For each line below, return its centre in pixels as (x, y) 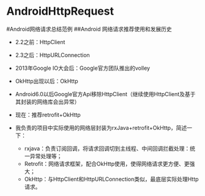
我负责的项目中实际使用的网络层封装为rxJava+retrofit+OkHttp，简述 (101, 127)
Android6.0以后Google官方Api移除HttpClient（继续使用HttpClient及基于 (105, 94)
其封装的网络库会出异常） (47, 102)
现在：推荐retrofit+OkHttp (48, 115)
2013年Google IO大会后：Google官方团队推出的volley (83, 68)
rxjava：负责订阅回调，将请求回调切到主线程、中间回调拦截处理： (107, 148)
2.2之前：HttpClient (40, 42)
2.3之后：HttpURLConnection (52, 55)
